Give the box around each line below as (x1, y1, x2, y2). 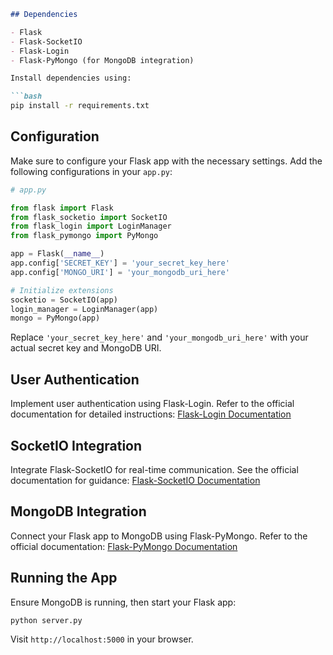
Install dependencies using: (10, 73, 132, 84)
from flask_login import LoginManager (10, 221, 172, 232)
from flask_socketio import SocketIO (10, 212, 168, 222)
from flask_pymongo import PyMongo (10, 231, 159, 241)
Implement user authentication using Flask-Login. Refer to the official (10, 398, 295, 410)
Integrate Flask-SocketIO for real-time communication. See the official (10, 463, 299, 475)
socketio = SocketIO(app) (10, 295, 118, 305)
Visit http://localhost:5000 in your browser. (10, 633, 194, 645)
